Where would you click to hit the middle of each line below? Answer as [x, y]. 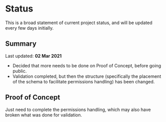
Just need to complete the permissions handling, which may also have [78, 109]
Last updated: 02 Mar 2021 [33, 56]
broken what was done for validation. [44, 115]
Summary [21, 44]
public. [20, 71]
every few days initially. [29, 28]
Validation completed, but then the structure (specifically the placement [87, 76]
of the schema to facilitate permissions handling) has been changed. [84, 81]
